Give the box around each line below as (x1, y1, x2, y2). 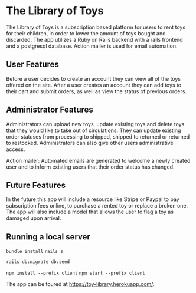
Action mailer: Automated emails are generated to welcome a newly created (6, 157, 191, 164)
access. (6, 146, 25, 153)
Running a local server (6, 232, 90, 242)
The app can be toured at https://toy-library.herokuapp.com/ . (6, 281, 155, 288)
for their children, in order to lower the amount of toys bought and (6, 29, 166, 37)
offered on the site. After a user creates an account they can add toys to (6, 81, 182, 88)
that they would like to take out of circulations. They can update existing (6, 127, 181, 134)
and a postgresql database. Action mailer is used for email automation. (6, 42, 178, 50)
